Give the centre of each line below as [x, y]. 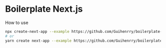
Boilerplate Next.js [44, 9]
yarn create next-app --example [38, 41]
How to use [17, 23]
